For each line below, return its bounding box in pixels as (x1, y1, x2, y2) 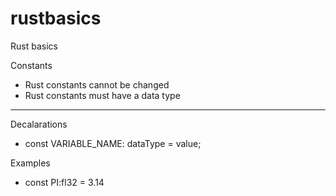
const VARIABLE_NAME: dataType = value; (24, 137, 202, 149)
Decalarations (10, 118, 68, 130)
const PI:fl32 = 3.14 (24, 176, 105, 188)
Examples (10, 157, 51, 169)
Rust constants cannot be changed (24, 78, 170, 91)
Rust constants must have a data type (24, 89, 181, 101)
